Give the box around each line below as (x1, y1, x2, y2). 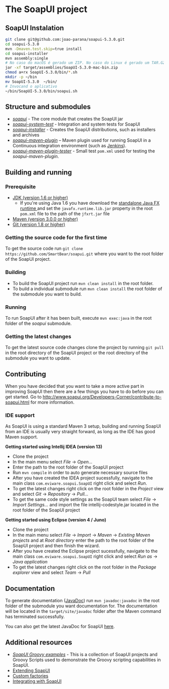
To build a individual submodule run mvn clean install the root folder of (12, 285, 162, 292)
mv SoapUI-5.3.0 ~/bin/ (5, 79, 57, 84)
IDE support (5, 412, 35, 419)
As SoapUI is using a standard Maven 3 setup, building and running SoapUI (5, 423, 161, 429)
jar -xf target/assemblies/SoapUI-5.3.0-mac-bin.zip (5, 65, 118, 70)
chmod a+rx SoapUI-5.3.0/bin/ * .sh (5, 70, 78, 75)
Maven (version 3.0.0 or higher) (12, 216, 78, 222)
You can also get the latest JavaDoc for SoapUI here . (5, 623, 115, 629)
